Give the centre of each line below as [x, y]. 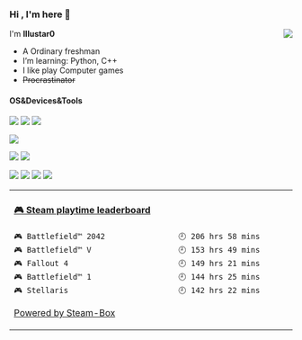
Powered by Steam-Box [65, 313]
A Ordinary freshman [61, 51]
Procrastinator [49, 80]
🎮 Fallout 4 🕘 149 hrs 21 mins [137, 264]
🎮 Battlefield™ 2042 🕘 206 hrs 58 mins [137, 237]
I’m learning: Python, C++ [70, 61]
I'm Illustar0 [32, 34]
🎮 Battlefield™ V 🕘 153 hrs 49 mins [137, 250]
